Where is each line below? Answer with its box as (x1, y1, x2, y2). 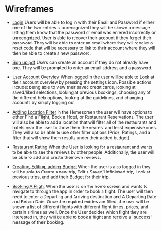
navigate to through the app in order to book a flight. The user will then (12, 188, 153, 194)
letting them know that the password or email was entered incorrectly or (12, 29, 156, 35)
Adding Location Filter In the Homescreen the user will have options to (12, 109, 152, 115)
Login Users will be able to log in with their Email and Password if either (12, 19, 155, 25)
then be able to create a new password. (12, 50, 91, 56)
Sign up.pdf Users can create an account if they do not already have (12, 59, 148, 65)
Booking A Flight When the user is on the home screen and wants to (12, 183, 148, 189)
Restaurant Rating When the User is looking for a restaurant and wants (12, 144, 153, 150)
